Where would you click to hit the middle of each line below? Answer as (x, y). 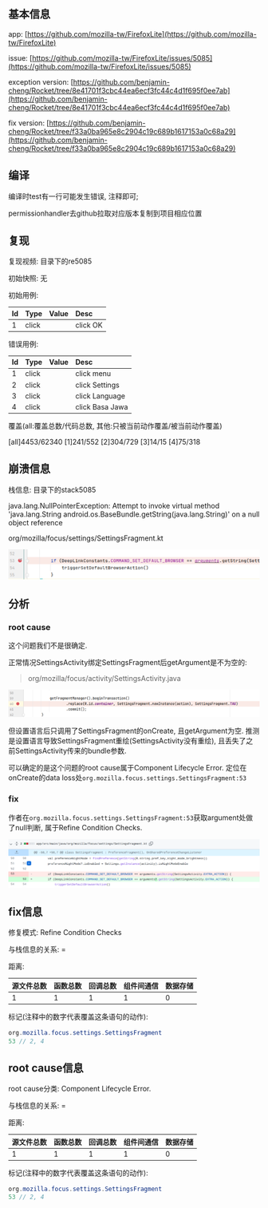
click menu (93, 374)
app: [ (18, 34)
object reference (35, 522)
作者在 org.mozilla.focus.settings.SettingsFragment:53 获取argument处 (127, 818)
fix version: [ (29, 123)
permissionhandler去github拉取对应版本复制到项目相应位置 (105, 213)
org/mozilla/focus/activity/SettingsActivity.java (104, 679)
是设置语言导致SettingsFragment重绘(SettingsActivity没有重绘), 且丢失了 (127, 741)
